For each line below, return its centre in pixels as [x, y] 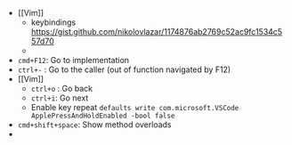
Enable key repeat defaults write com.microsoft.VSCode [135, 107]
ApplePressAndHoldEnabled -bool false [103, 116]
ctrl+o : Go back [62, 89]
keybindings [53, 22]
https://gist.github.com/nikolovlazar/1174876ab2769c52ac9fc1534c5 [157, 32]
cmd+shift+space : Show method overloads [94, 125]
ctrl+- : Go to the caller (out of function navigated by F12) [124, 69]
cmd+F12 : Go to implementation [73, 60]
